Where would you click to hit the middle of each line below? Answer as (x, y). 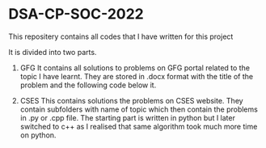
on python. (38, 135)
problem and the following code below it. (88, 85)
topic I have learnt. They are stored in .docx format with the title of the (137, 76)
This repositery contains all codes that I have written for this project (121, 36)
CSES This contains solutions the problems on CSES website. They (132, 100)
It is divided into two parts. (53, 52)
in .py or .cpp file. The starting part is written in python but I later (128, 117)
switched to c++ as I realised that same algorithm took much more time (139, 126)
